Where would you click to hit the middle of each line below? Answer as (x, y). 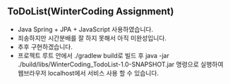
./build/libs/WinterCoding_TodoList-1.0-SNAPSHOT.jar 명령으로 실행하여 (120, 64)
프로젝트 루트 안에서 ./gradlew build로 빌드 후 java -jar (93, 55)
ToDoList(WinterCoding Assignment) (91, 12)
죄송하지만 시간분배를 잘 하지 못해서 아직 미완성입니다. (92, 38)
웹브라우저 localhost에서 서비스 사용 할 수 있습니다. (88, 73)
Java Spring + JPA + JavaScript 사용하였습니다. (85, 29)
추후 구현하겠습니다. (45, 47)
